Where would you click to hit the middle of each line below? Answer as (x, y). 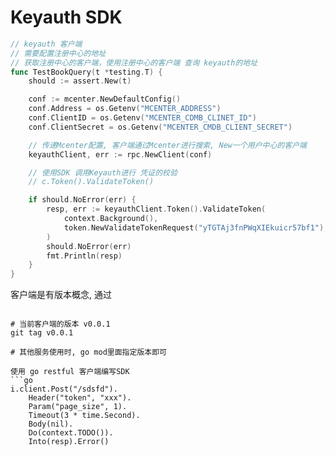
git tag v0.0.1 (42, 333)
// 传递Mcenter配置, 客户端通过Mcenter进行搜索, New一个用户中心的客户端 (167, 145)
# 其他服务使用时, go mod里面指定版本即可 (88, 352)
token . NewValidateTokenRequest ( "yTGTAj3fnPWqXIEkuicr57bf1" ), (196, 227)
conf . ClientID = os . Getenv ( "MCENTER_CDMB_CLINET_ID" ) (142, 118)
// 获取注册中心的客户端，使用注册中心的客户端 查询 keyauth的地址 (134, 62)
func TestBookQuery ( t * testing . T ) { (86, 72)
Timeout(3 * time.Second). (84, 416)
